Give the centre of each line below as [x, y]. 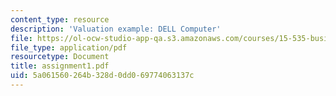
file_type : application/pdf [69, 47]
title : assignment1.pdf [60, 66]
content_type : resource [60, 19]
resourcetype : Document [60, 57]
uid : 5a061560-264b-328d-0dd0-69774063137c [102, 76]
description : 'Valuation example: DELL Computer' [116, 29]
